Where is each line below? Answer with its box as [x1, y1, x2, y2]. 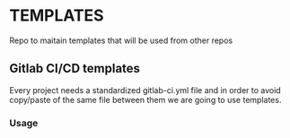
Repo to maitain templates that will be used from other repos [9, 35, 233, 46]
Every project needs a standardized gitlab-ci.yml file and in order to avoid [9, 84, 281, 95]
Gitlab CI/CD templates [9, 61, 141, 76]
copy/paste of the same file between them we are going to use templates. [9, 94, 282, 105]
